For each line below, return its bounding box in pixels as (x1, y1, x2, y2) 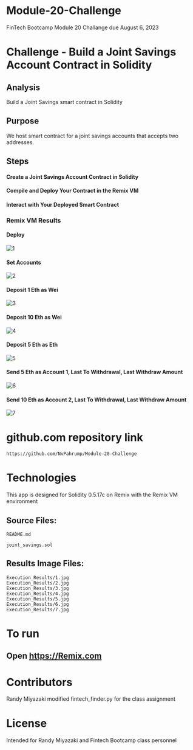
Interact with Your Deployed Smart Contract (6, 201, 120, 208)
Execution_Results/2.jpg (6, 580, 69, 586)
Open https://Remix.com (6, 651, 102, 661)
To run (6, 627, 39, 641)
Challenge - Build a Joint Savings (6, 45, 177, 59)
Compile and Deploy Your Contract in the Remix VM (6, 187, 139, 195)
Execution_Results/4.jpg (6, 591, 69, 597)
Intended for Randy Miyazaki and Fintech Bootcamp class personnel (6, 737, 177, 744)
